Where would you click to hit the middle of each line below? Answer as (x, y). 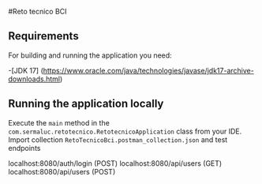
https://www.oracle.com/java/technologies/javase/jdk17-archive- (148, 70)
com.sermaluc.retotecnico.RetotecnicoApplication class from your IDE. (125, 131)
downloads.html (34, 79)
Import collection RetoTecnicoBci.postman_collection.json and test (118, 139)
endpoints (24, 148)
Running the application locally (86, 104)
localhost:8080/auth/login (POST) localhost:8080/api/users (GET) (115, 163)
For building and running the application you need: (90, 55)
